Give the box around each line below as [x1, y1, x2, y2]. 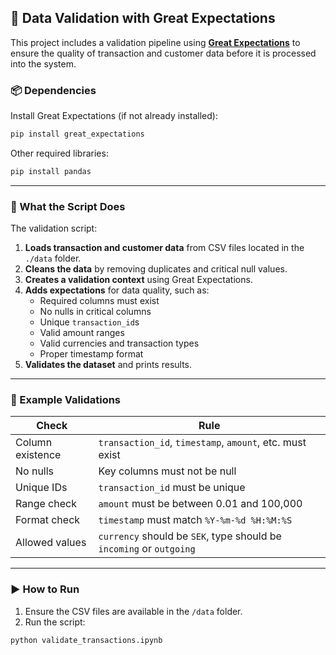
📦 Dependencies [10, 83, 97, 97]
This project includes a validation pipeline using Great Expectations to [10, 36, 301, 48]
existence [15, 448, 62, 462]
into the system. [10, 57, 77, 70]
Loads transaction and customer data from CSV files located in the [24, 242, 305, 254]
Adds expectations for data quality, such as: [24, 284, 210, 296]
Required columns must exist [39, 295, 160, 307]
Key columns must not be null [98, 464, 237, 478]
